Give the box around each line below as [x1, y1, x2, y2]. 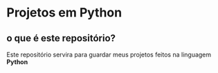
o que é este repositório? [6, 32, 116, 44]
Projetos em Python [6, 5, 122, 21]
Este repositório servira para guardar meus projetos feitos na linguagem [6, 50, 212, 59]
